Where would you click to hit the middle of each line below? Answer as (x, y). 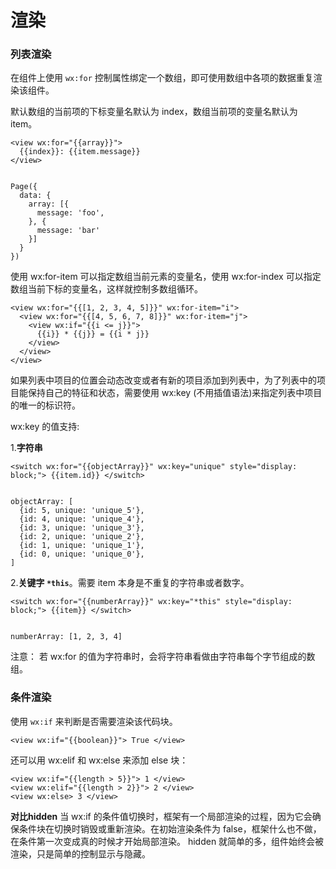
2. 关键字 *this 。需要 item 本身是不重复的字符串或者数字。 (130, 583)
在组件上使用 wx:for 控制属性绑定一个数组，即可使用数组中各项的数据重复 (162, 78)
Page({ (24, 187)
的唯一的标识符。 (45, 405)
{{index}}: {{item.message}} (80, 152)
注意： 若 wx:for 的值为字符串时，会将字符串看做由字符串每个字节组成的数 (163, 657)
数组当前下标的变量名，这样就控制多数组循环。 (106, 289)
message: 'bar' (68, 231)
